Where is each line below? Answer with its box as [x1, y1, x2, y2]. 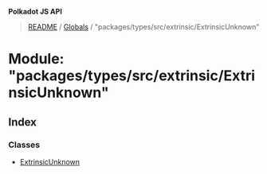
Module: [8, 50, 65, 68]
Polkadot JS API [8, 7, 62, 16]
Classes [8, 139, 41, 150]
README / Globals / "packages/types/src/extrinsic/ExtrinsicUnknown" [27, 22, 260, 31]
